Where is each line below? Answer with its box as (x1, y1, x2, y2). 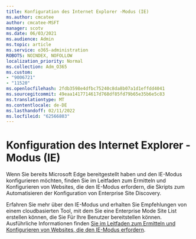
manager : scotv (6, 25, 44, 31)
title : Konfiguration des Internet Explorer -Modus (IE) (6, 8, 149, 15)
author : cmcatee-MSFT (6, 20, 60, 25)
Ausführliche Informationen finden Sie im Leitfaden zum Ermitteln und (6, 220, 176, 227)
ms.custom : (6, 69, 33, 75)
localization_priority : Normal (6, 58, 83, 64)
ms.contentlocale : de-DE (6, 102, 67, 108)
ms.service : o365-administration (6, 47, 89, 53)
